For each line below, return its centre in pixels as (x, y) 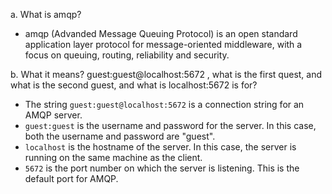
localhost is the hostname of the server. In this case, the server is (160, 147)
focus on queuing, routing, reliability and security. (127, 55)
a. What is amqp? (46, 14)
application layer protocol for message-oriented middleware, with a (163, 44)
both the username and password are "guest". (120, 136)
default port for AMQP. (71, 178)
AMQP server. (53, 115)
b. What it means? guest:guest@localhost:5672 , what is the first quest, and (166, 74)
